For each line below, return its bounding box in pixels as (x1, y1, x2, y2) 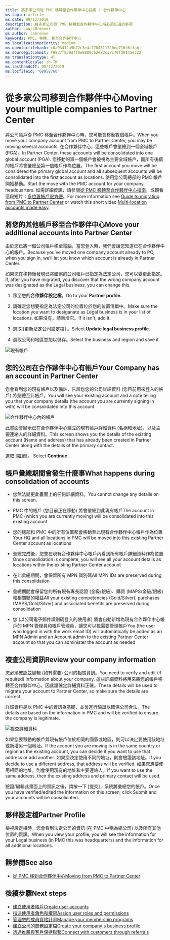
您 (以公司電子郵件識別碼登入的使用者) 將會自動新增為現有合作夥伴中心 (12, 616, 160, 622)
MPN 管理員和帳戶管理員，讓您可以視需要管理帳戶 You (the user (22, 623, 156, 629)
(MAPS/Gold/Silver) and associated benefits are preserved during (12, 601, 150, 607)
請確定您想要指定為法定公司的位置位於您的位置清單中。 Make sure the (12, 303, 158, 309)
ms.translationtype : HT (5, 54, 56, 60)
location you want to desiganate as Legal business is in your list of (12, 308, 151, 315)
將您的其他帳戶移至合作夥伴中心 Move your (5, 221, 140, 229)
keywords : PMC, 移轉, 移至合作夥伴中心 (5, 36, 82, 41)
